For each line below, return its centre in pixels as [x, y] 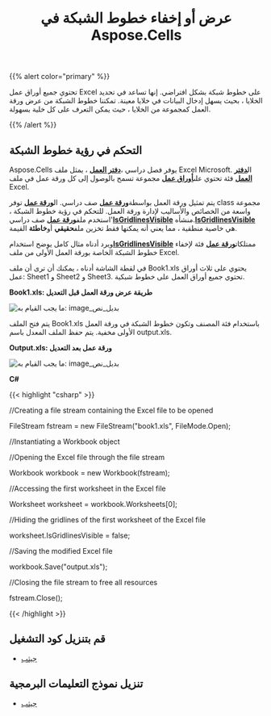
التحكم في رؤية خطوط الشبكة [76, 150]
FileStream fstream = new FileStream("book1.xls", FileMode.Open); [120, 426]
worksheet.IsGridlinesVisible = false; [70, 535]
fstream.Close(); [36, 598]
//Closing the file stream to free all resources [83, 582]
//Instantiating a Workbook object [65, 442]
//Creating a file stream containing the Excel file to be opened [111, 410]
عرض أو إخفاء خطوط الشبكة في [136, 18]
